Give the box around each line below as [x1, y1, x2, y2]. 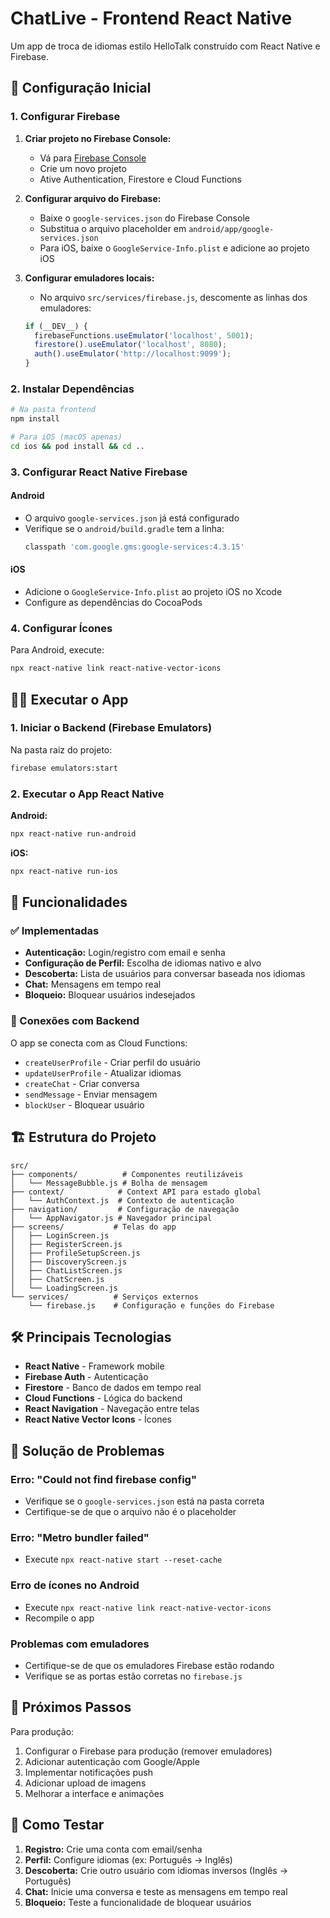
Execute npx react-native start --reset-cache [24, 1553, 223, 1566]
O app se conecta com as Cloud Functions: [10, 1037, 188, 1049]
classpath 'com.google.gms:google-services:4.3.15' [24, 542, 245, 552]
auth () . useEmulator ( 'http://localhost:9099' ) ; [34, 349, 232, 359]
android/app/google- [188, 224, 275, 234]
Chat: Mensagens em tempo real [24, 978, 162, 991]
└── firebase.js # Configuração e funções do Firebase [28, 1300, 275, 1311]
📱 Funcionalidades [10, 894, 128, 911]
